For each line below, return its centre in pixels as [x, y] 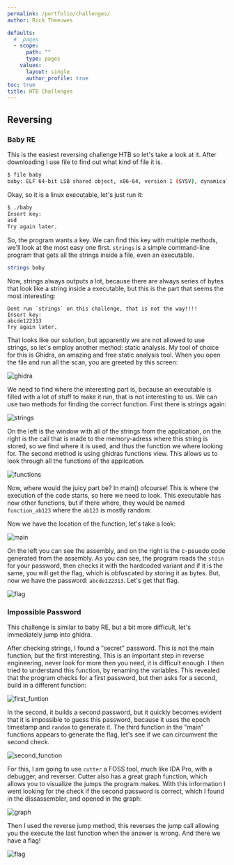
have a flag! [24, 841]
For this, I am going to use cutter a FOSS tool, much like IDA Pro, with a [110, 769]
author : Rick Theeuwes [40, 20]
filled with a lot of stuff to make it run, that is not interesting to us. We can [112, 397]
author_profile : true [57, 78]
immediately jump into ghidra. [50, 635]
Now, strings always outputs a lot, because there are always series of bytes [116, 281]
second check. [29, 742]
